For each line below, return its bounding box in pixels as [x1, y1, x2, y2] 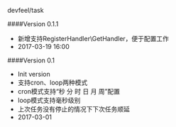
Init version [17, 70, 51, 78]
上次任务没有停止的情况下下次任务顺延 [17, 105, 130, 113]
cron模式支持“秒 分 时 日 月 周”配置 [17, 87, 121, 95]
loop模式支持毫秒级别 [17, 96, 81, 104]
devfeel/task [7, 6, 44, 14]
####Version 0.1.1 [7, 20, 59, 28]
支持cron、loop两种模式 [17, 78, 88, 87]
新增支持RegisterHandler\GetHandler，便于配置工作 [17, 35, 169, 43]
